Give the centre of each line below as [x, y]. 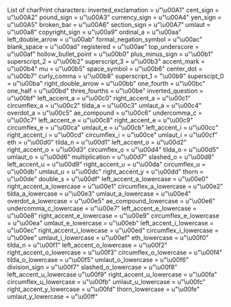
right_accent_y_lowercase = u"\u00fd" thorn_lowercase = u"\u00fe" [103, 289]
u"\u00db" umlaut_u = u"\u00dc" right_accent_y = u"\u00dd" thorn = [106, 171]
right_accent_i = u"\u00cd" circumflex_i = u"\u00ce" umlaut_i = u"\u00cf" [112, 135]
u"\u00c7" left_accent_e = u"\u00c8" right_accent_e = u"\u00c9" [100, 120]
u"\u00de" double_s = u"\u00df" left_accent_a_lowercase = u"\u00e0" [108, 179]
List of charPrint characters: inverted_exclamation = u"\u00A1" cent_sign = [113, 10]
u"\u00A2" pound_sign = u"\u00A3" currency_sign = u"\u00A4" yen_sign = [114, 17]
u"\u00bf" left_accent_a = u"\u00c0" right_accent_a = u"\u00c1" [99, 98]
